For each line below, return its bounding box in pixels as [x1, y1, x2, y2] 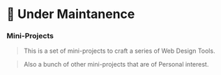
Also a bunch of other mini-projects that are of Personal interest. [23, 60, 209, 69]
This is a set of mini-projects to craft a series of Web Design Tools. [23, 47, 215, 55]
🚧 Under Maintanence [6, 6, 135, 22]
